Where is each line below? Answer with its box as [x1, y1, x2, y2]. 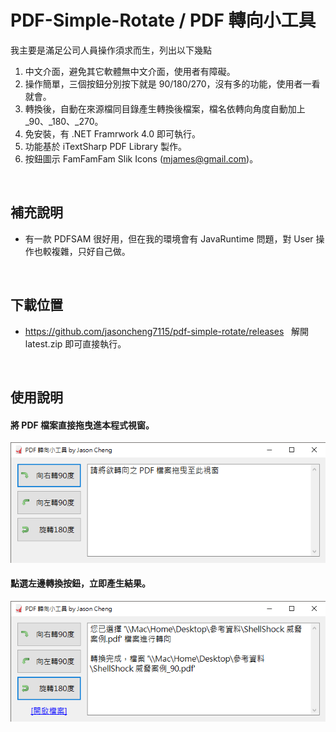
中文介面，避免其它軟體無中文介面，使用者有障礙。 [24, 65, 236, 77]
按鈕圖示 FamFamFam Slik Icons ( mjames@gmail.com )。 [24, 152, 259, 165]
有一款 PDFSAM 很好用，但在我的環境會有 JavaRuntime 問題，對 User [24, 232, 314, 245]
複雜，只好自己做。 [51, 245, 131, 257]
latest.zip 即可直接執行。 [24, 337, 127, 350]
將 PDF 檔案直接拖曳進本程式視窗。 [10, 419, 155, 431]
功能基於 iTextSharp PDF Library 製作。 [24, 140, 188, 152]
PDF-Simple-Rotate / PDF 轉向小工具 [10, 9, 317, 32]
